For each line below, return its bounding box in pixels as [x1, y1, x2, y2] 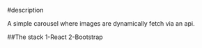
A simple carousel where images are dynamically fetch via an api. [7, 19, 195, 27]
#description [7, 6, 44, 14]
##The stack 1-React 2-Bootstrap [7, 33, 103, 41]
